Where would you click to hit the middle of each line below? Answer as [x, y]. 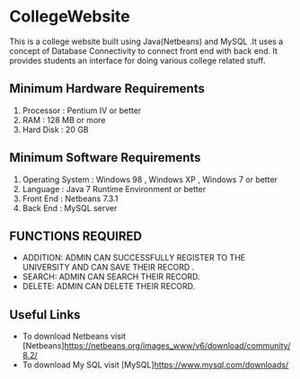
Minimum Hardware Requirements [107, 88]
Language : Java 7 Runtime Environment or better [114, 189]
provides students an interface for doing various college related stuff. [137, 60]
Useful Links [45, 315]
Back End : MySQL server [70, 207]
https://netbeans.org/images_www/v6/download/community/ [177, 346]
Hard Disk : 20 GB [55, 129]
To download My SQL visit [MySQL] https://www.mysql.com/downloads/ [155, 365]
